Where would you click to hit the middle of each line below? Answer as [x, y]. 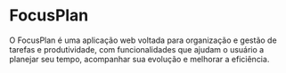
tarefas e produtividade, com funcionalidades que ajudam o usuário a [137, 49]
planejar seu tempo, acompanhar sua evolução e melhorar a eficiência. [139, 59]
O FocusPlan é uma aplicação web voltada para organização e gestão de [143, 40]
